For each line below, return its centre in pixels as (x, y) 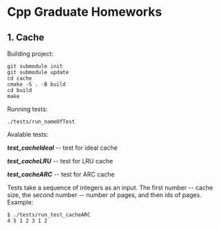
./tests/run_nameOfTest (41, 122)
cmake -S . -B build (37, 84)
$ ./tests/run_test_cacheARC (49, 215)
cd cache (20, 78)
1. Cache (26, 37)
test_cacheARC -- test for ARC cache (61, 174)
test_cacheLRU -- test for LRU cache (60, 161)
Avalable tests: (28, 134)
